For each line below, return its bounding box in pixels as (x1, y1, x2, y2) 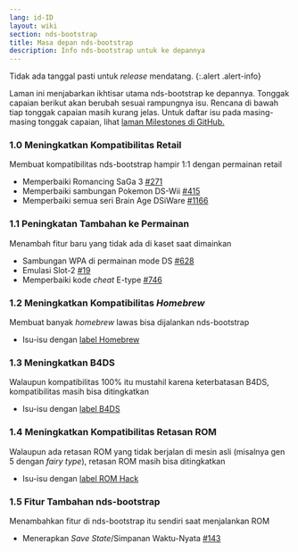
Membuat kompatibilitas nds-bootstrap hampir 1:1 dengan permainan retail (9, 159, 283, 170)
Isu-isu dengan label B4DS (21, 404, 120, 414)
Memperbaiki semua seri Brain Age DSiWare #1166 (21, 196, 209, 206)
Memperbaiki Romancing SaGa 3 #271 (21, 176, 163, 188)
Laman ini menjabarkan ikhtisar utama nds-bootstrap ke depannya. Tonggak (9, 88, 290, 99)
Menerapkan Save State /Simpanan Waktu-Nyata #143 (21, 532, 221, 543)
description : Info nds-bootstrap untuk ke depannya (9, 46, 205, 55)
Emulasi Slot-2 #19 (21, 264, 91, 275)
